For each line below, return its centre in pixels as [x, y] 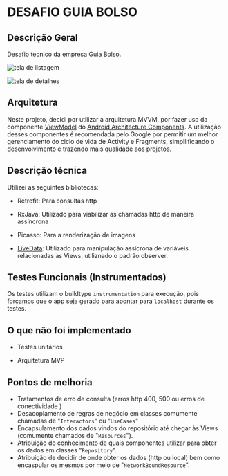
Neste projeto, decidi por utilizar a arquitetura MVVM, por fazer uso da [107, 119]
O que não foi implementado [69, 330]
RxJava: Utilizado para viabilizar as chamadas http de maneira [106, 214]
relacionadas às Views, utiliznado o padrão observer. [92, 255]
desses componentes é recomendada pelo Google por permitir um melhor [113, 134]
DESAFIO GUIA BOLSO [73, 12]
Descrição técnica [47, 171]
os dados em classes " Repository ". [67, 450]
